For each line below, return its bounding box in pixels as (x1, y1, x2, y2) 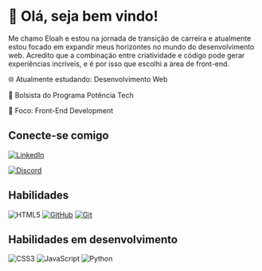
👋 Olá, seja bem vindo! (8, 7, 158, 26)
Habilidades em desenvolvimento (8, 233, 178, 246)
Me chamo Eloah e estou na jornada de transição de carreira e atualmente (8, 33, 252, 43)
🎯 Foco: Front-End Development (8, 105, 114, 115)
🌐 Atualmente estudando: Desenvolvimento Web (8, 74, 168, 84)
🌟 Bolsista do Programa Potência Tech (8, 90, 134, 100)
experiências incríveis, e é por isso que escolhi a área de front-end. (8, 59, 229, 69)
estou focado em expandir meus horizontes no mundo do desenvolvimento (8, 41, 255, 51)
